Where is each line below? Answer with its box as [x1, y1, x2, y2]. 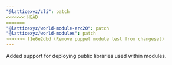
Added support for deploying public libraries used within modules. [6, 53, 167, 59]
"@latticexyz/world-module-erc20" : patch [6, 25, 110, 31]
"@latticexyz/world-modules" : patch [6, 31, 96, 37]
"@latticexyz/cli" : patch [6, 8, 70, 15]
